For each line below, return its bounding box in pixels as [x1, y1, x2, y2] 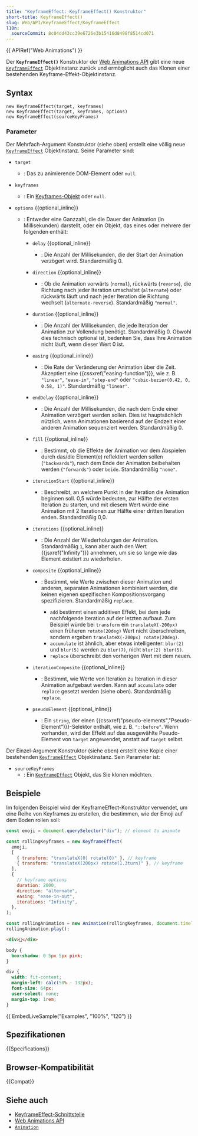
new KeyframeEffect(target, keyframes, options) [6, 109, 128, 114]
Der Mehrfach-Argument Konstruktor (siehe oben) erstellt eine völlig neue [6, 141, 186, 148]
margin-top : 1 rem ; [11, 996, 57, 1002]
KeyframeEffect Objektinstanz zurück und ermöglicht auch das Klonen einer [6, 64, 190, 71]
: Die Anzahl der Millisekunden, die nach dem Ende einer [41, 405, 179, 413]
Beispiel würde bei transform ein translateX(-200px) [49, 621, 178, 628]
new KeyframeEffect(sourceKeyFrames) [6, 113, 99, 120]
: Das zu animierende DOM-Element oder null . [23, 170, 137, 177]
